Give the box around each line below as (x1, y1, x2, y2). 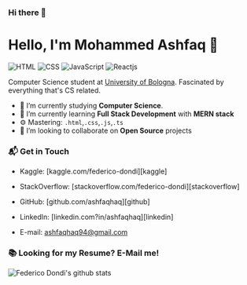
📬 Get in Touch (8, 145, 69, 156)
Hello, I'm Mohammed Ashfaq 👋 (8, 36, 219, 54)
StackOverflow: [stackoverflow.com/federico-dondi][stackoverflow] (19, 182, 240, 192)
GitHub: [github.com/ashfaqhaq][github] (19, 197, 151, 206)
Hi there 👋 (8, 7, 47, 18)
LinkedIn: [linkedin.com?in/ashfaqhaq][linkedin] (19, 212, 174, 222)
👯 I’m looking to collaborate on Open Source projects (19, 126, 193, 135)
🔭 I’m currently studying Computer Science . (19, 100, 164, 110)
